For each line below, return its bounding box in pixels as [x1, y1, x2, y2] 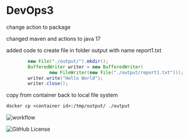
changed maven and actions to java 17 [6, 35, 101, 42]
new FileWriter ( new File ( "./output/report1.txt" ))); [49, 70, 184, 76]
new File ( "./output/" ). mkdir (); [28, 58, 109, 64]
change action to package [6, 23, 71, 31]
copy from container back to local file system [6, 91, 118, 99]
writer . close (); [28, 80, 68, 87]
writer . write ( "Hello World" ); [28, 75, 103, 81]
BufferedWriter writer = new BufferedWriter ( [28, 64, 144, 70]
